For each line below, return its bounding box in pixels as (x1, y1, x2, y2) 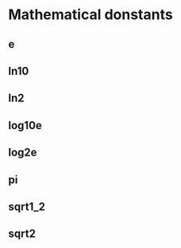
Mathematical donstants (8, 6, 173, 24)
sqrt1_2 (8, 199, 46, 213)
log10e (8, 118, 42, 132)
